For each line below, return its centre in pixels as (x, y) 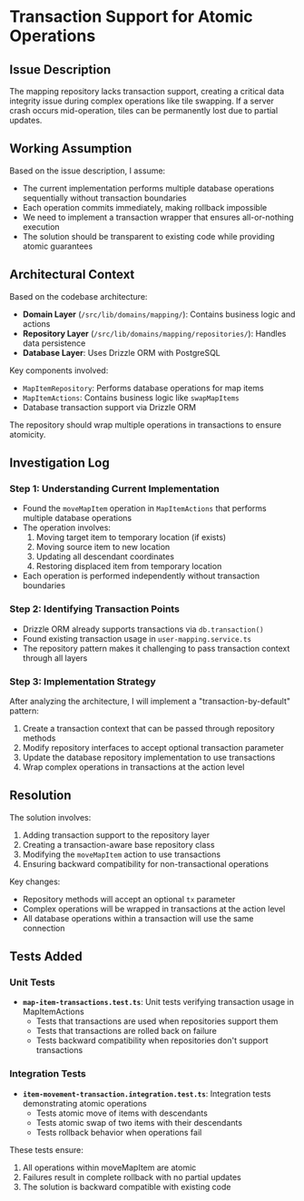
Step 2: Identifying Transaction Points (94, 609)
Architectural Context (72, 275)
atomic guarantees (58, 246)
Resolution (40, 796)
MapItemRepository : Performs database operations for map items (143, 388)
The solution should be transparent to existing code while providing (148, 236)
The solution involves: (50, 817)
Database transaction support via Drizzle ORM (109, 407)
